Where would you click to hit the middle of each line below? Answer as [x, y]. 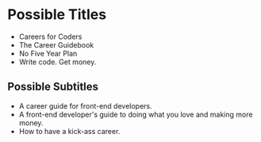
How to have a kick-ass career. [69, 131]
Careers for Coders [50, 36]
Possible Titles [57, 15]
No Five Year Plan [48, 53]
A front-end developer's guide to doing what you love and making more [136, 114]
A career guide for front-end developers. [85, 106]
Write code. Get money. [58, 62]
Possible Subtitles [53, 87]
